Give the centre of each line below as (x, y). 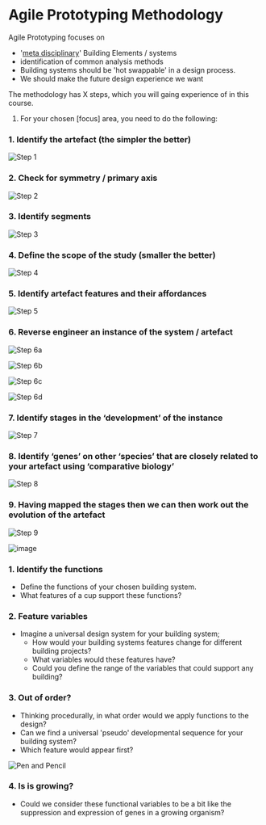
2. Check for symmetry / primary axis (83, 178)
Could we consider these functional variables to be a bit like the (126, 804)
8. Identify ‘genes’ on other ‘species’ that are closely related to (133, 456)
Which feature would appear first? (77, 750)
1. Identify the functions (56, 569)
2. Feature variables (48, 616)
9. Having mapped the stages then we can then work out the (129, 505)
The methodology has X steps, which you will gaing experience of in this (129, 94)
